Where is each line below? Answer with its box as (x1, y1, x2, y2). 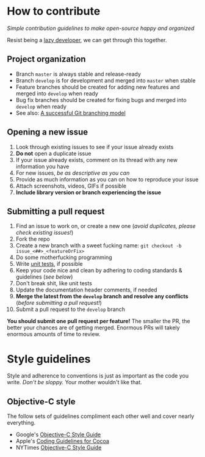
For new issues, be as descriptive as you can (15, 169, 130, 177)
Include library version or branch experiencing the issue (15, 188, 161, 196)
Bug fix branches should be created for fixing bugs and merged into (15, 96, 187, 103)
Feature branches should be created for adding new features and (15, 83, 180, 90)
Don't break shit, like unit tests (15, 280, 92, 287)
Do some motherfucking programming (15, 254, 112, 261)
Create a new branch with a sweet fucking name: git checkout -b (15, 242, 182, 249)
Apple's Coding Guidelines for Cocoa (15, 437, 109, 445)
